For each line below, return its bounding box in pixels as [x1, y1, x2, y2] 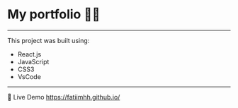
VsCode [17, 72, 41, 80]
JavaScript [17, 57, 50, 66]
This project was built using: [7, 36, 90, 44]
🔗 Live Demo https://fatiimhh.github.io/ [7, 92, 120, 101]
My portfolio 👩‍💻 [7, 6, 101, 23]
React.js [17, 49, 42, 59]
